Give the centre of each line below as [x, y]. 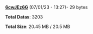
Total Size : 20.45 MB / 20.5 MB [38, 26]
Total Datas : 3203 [24, 17]
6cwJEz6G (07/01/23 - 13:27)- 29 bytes [46, 7]
